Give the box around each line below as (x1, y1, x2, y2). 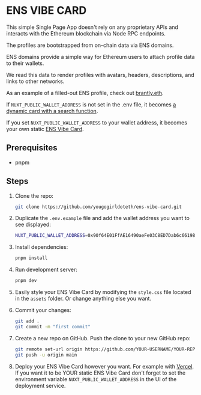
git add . (14, 318, 40, 325)
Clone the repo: (14, 192, 54, 199)
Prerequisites (6, 142, 58, 153)
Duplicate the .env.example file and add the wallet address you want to (14, 215, 190, 222)
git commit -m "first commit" (14, 323, 91, 329)
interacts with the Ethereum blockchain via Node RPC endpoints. (6, 29, 166, 37)
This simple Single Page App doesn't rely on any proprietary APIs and (6, 23, 179, 31)
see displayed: (14, 221, 51, 228)
